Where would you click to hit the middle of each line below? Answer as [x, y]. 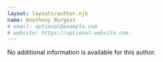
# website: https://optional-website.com [68, 33]
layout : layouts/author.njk [48, 13]
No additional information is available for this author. [81, 52]
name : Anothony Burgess [42, 20]
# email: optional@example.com [52, 26]
